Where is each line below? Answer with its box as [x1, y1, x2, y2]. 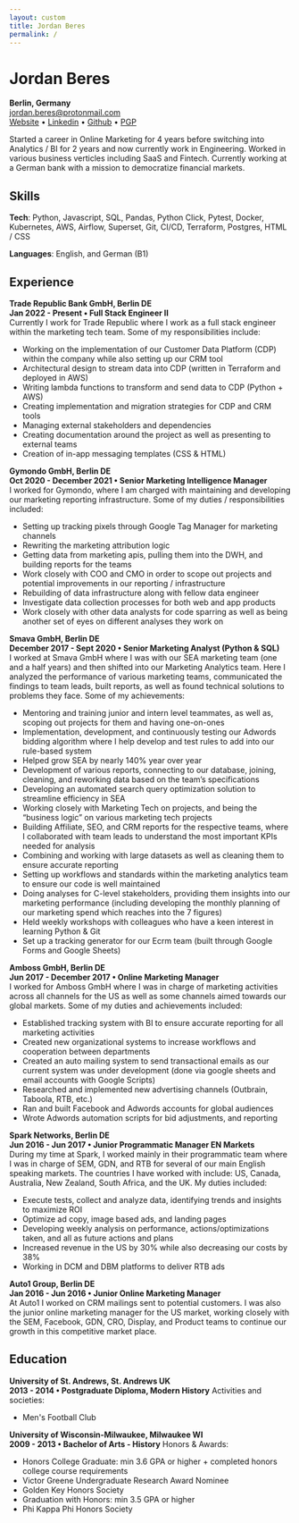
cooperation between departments [21, 1046, 151, 1056]
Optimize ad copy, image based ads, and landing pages [21, 1213, 227, 1224]
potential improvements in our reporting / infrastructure [21, 577, 226, 588]
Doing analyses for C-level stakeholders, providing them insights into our [21, 888, 291, 898]
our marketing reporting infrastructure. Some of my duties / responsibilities [9, 493, 286, 505]
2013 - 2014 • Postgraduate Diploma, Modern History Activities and [9, 1384, 262, 1395]
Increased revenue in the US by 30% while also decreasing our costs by [21, 1241, 288, 1252]
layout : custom [9, 13, 66, 22]
